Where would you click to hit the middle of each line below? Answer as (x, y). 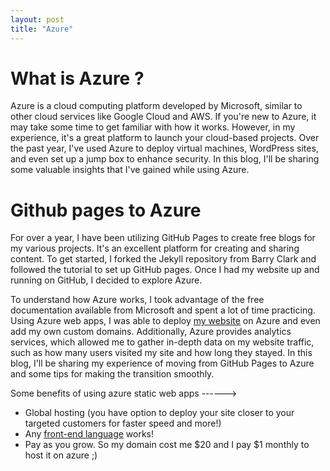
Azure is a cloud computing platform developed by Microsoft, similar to (156, 106)
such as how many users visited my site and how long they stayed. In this (161, 353)
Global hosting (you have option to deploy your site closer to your (159, 413)
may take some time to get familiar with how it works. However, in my (153, 127)
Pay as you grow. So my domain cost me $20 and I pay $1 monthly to (167, 445)
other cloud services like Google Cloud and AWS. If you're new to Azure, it (163, 117)
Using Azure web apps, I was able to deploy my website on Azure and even (165, 321)
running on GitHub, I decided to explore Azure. (106, 280)
